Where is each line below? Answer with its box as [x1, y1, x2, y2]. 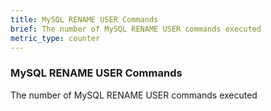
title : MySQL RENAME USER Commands [10, 14, 159, 25]
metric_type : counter [10, 33, 101, 43]
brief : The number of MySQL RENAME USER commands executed [10, 24, 262, 34]
